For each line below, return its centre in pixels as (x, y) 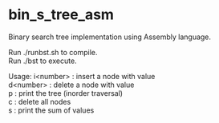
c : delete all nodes (40, 101)
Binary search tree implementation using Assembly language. (109, 37)
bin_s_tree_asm (61, 15)
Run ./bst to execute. (43, 61)
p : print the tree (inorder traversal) (65, 93)
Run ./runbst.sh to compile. (53, 52)
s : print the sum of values (51, 110)
